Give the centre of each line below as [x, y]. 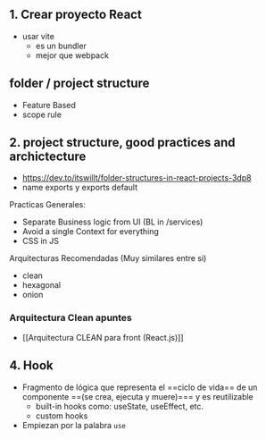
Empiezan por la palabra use [74, 425]
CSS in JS [41, 241]
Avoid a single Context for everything [90, 232]
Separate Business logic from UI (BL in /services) [112, 222]
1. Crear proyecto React [76, 15]
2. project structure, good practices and [122, 143]
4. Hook [31, 366]
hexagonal [41, 285]
